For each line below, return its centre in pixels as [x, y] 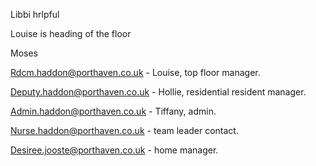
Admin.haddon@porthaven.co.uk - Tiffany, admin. [113, 111]
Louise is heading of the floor [71, 33]
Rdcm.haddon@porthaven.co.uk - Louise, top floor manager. [135, 72]
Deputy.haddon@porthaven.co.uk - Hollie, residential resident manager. [158, 92]
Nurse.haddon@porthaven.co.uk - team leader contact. [124, 130]
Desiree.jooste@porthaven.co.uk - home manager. [114, 150]
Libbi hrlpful [35, 14]
